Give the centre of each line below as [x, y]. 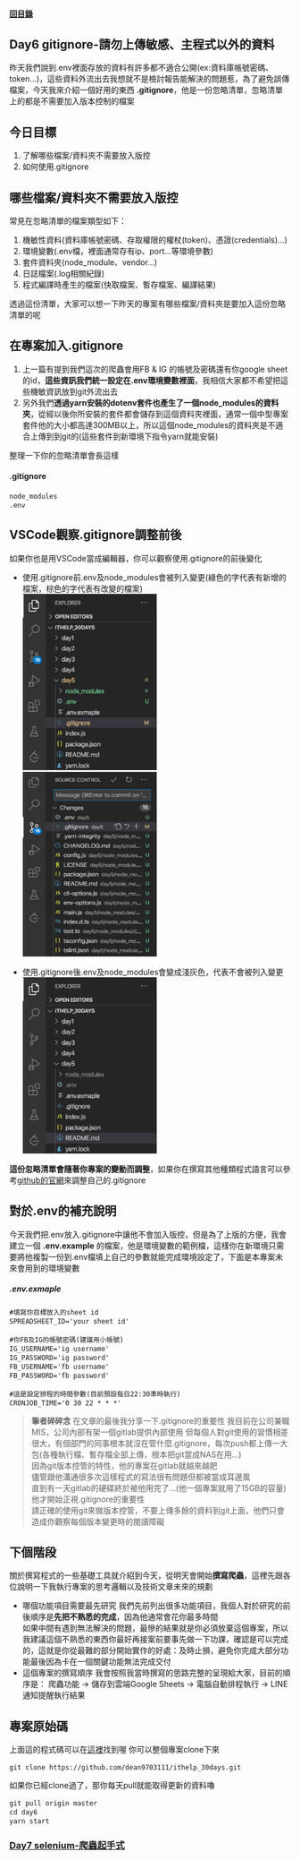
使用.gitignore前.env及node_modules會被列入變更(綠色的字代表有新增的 [154, 577]
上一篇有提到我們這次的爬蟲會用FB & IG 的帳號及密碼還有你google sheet [155, 369]
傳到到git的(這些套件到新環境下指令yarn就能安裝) [128, 436]
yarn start [29, 1821]
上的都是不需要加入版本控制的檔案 [72, 101]
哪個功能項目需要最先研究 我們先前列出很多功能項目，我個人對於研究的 [152, 1606]
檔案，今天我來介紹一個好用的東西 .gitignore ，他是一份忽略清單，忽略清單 [146, 90]
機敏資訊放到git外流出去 [74, 391]
